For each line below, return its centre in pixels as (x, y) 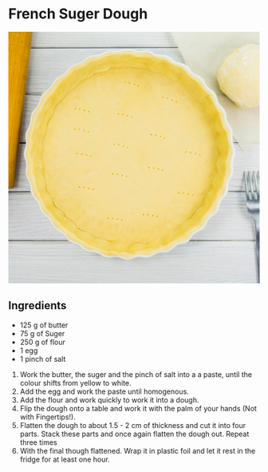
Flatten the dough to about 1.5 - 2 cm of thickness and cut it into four (133, 425)
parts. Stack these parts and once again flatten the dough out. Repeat (134, 434)
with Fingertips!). (47, 417)
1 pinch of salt (43, 359)
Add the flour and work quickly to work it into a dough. (109, 399)
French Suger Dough (78, 14)
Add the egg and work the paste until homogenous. (104, 391)
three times (38, 442)
